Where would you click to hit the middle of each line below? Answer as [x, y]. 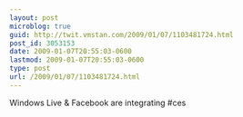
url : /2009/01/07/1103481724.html [75, 77]
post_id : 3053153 [42, 43]
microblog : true [40, 26]
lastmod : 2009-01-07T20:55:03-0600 [77, 60]
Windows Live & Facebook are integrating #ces [98, 102]
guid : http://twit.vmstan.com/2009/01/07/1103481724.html [121, 34]
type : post [30, 69]
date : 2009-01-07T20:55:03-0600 [71, 52]
